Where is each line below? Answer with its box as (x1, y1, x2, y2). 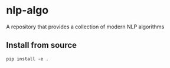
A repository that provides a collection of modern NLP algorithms (6, 23, 165, 30)
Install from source (6, 40, 77, 50)
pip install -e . (6, 56, 49, 62)
